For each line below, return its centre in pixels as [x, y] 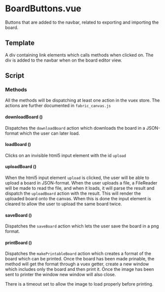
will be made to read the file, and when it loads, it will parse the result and [80, 188]
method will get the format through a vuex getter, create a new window [77, 264]
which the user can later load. [50, 133]
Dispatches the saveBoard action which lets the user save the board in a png [82, 226]
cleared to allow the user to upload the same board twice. [64, 204]
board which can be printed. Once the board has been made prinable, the [80, 259]
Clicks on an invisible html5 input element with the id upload [66, 155]
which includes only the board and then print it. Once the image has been [80, 269]
